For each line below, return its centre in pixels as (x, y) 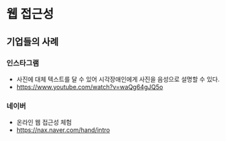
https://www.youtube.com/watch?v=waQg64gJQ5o (90, 87)
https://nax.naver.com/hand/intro (63, 130)
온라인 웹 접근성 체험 (44, 122)
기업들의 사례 (33, 42)
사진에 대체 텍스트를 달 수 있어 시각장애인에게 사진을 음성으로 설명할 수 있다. (118, 79)
